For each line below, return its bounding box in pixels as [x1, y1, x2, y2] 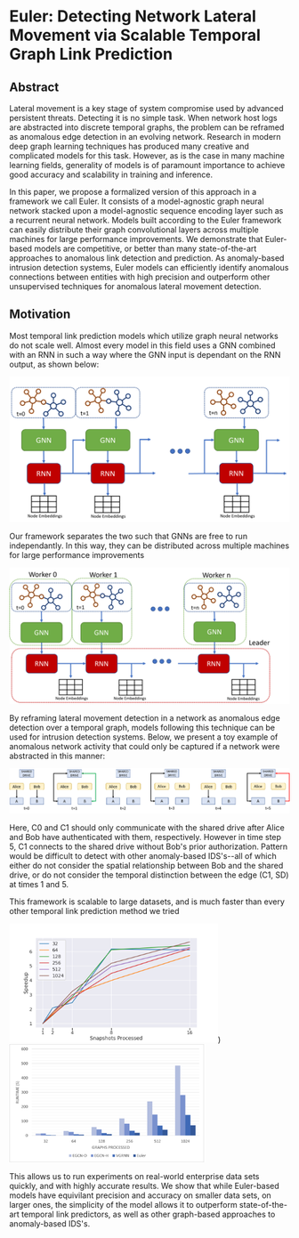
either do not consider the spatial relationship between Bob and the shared [9, 860, 284, 870]
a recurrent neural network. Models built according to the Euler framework [9, 215, 282, 225]
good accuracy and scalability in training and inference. [9, 169, 214, 180]
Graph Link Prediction [9, 45, 174, 64]
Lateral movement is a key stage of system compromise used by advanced [9, 103, 284, 113]
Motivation [9, 307, 71, 322]
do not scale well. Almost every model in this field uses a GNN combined [9, 340, 276, 351]
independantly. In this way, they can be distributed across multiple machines [9, 540, 290, 551]
